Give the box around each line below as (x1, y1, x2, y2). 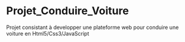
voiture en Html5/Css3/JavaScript (6, 30, 90, 37)
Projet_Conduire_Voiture (6, 4, 129, 18)
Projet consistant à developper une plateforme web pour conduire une (6, 24, 179, 31)
